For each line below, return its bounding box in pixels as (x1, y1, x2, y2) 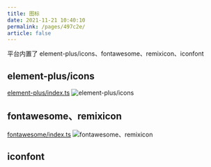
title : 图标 (7, 10, 40, 17)
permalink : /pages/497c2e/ (7, 23, 86, 30)
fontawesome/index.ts (7, 130, 72, 138)
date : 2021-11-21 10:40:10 (7, 17, 86, 24)
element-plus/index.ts (7, 88, 70, 97)
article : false (7, 29, 52, 37)
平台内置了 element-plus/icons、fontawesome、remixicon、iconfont (7, 49, 204, 58)
